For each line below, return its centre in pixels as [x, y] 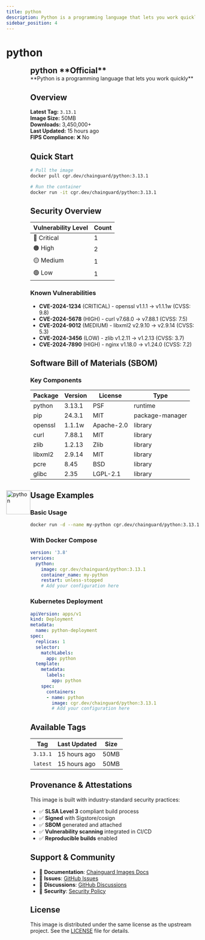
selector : [48, 647]
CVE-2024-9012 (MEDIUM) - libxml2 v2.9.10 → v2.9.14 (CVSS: [117, 325]
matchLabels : [57, 653]
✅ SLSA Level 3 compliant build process [89, 811]
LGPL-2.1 [107, 474]
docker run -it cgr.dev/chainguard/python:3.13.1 [94, 192]
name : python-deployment [67, 631]
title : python [24, 12]
